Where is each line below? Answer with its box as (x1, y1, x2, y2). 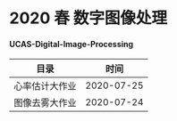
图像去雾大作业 (13, 97, 78, 109)
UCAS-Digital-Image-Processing (9, 38, 134, 49)
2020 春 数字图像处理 (9, 8, 168, 28)
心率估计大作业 (13, 80, 78, 93)
